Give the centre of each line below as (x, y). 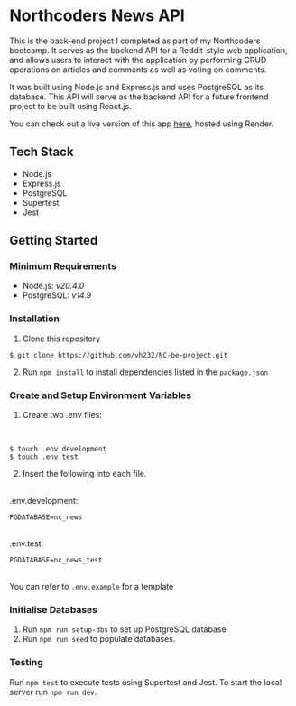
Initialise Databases (53, 609)
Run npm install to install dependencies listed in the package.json (145, 372)
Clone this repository (61, 339)
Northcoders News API (97, 16)
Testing (26, 663)
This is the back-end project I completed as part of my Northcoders (135, 41)
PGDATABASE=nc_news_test (56, 561)
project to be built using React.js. (71, 106)
